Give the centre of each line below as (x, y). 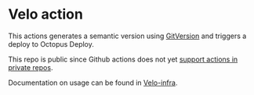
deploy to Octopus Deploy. (51, 44)
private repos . (31, 67)
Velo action (46, 14)
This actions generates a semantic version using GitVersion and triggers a (127, 36)
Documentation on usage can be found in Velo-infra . (93, 83)
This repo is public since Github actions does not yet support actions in (123, 59)
